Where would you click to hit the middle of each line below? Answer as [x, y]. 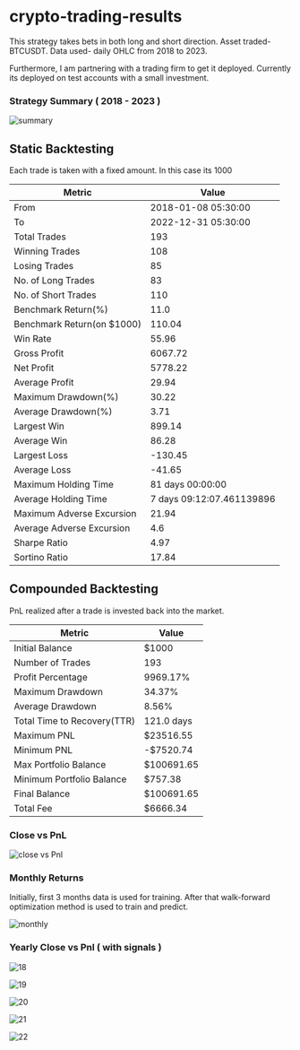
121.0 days [168, 721]
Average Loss [43, 470]
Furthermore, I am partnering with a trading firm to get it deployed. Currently [150, 68]
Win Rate [33, 339]
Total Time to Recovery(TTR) [75, 721]
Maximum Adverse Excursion [75, 514]
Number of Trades [52, 663]
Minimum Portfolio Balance [70, 779]
